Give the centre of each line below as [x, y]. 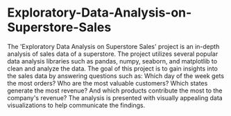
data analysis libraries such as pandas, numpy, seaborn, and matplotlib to [112, 61]
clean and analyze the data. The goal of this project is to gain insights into [113, 68]
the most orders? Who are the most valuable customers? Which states [108, 83]
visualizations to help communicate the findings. [76, 105]
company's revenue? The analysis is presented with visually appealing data [115, 97]
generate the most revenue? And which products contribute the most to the [115, 90]
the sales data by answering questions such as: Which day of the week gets [115, 76]
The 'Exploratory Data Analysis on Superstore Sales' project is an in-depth [113, 46]
